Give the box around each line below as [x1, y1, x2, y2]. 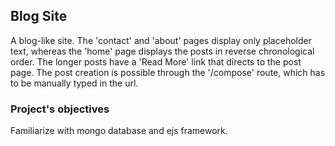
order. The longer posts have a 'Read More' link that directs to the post [10, 55, 302, 68]
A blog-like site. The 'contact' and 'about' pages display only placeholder [10, 34, 312, 46]
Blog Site [10, 8, 68, 25]
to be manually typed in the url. [10, 77, 139, 89]
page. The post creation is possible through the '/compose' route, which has [10, 66, 326, 78]
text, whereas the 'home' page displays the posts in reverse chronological [10, 45, 315, 57]
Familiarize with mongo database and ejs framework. [10, 125, 228, 137]
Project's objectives [10, 102, 110, 116]
